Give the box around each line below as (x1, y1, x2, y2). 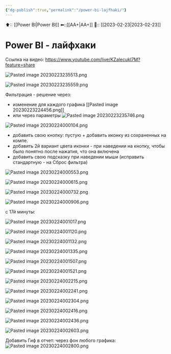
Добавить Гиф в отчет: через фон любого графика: (5, 337, 116, 343)
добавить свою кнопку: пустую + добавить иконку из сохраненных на (12, 132, 167, 138)
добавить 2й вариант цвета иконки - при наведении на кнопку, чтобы (12, 143, 165, 149)
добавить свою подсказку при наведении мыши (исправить (12, 154, 144, 160)
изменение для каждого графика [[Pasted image (12, 101, 118, 107)
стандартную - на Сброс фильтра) (12, 159, 88, 165)
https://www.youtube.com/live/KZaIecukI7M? (45, 56, 140, 62)
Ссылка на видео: (5, 56, 44, 62)
